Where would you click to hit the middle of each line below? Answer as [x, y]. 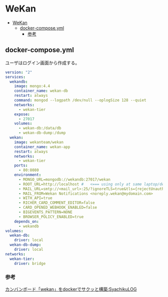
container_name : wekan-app [42, 147]
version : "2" [19, 72]
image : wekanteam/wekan [39, 142]
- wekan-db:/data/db [40, 128]
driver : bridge [30, 263]
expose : [22, 114]
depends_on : [26, 221]
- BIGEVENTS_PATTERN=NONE [45, 212]
